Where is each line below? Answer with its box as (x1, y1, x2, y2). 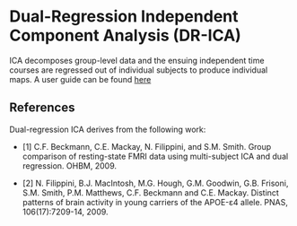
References (9, 100, 75, 116)
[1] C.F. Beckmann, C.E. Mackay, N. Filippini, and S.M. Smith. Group (22, 141, 272, 152)
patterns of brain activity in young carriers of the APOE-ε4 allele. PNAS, (22, 196, 289, 207)
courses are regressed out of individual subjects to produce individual (9, 65, 268, 75)
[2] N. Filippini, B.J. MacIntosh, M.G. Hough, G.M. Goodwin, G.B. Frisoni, (22, 178, 289, 188)
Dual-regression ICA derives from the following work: (9, 124, 206, 135)
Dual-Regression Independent (9, 6, 239, 27)
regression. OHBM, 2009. (22, 160, 118, 171)
